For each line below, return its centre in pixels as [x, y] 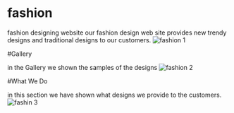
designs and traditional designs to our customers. [79, 40]
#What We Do [27, 81]
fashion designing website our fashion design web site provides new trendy [117, 32]
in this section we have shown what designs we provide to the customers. [115, 95]
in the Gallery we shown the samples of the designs [82, 67]
